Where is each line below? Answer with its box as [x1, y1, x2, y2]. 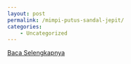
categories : [7, 23, 42, 30]
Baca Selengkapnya [7, 49, 65, 57]
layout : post [7, 10, 46, 17]
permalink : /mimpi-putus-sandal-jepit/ [7, 17, 125, 24]
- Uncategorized [20, 29, 68, 37]
